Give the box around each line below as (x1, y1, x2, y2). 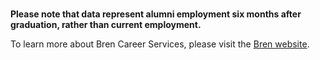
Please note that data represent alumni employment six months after (10, 8, 302, 20)
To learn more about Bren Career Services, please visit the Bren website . (10, 38, 310, 50)
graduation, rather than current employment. (10, 19, 202, 30)
